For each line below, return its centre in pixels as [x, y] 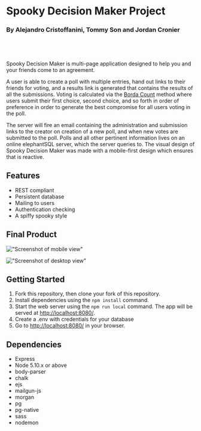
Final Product [31, 235]
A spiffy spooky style [41, 215]
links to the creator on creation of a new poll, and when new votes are [92, 131]
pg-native [27, 410]
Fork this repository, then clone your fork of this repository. [87, 294]
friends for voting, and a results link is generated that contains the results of [100, 88]
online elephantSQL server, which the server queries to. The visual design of [100, 144]
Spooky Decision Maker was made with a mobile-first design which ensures [100, 150]
